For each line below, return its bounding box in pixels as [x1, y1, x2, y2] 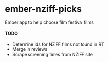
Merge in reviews [12, 46, 48, 52]
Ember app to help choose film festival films [5, 19, 94, 25]
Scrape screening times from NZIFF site [12, 52, 93, 58]
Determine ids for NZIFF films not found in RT [12, 41, 105, 47]
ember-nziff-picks [5, 3, 82, 15]
